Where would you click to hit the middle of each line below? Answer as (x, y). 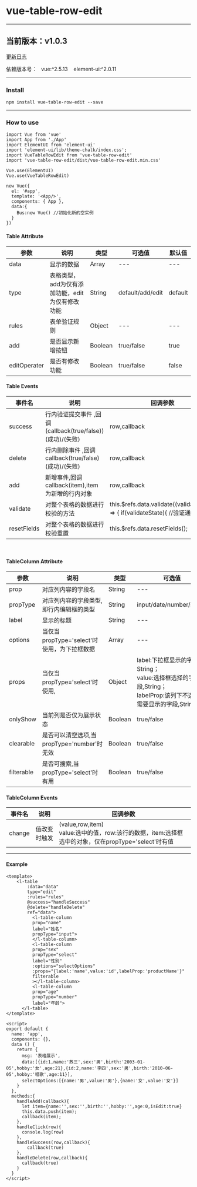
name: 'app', (27, 1034)
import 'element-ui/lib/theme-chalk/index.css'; (67, 150)
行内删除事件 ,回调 (70, 450)
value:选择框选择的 (163, 677)
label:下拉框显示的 (162, 660)
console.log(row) (43, 1132)
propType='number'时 (72, 744)
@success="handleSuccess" (59, 902)
